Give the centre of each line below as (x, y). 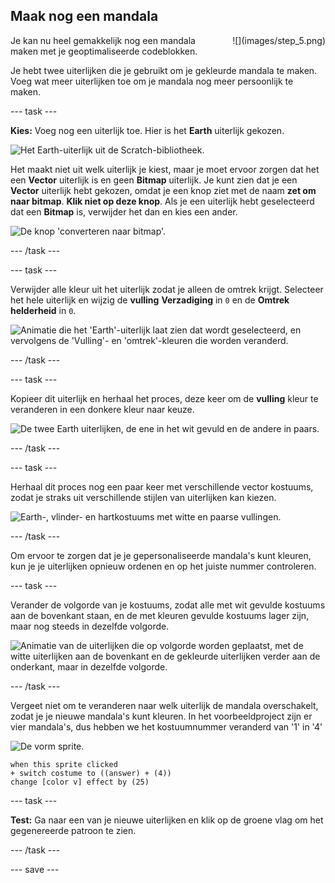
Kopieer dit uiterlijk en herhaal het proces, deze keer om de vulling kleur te (164, 398)
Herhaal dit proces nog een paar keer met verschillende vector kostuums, (162, 486)
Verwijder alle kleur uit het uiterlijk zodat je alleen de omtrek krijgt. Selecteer (167, 289)
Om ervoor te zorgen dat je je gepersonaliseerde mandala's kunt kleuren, (161, 555)
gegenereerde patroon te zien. (73, 830)
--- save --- (35, 869)
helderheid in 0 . (43, 310)
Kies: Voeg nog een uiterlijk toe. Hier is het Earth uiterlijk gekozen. (147, 130)
